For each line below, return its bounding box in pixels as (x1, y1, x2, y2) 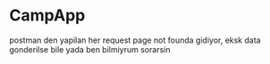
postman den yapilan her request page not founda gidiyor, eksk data (9, 35, 261, 45)
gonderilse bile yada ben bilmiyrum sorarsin (9, 44, 171, 54)
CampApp (9, 5, 86, 26)
